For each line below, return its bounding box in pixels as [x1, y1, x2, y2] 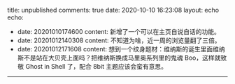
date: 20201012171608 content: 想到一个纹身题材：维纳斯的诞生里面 [17, 45, 213, 53]
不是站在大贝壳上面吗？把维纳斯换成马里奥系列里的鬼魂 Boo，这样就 [23, 53, 221, 62]
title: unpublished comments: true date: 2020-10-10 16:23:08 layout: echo [7, 6, 219, 14]
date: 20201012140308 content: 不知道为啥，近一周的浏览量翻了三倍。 [17, 36, 222, 44]
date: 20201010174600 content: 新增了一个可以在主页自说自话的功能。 [17, 28, 220, 35]
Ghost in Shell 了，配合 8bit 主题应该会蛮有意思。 [25, 62, 168, 70]
